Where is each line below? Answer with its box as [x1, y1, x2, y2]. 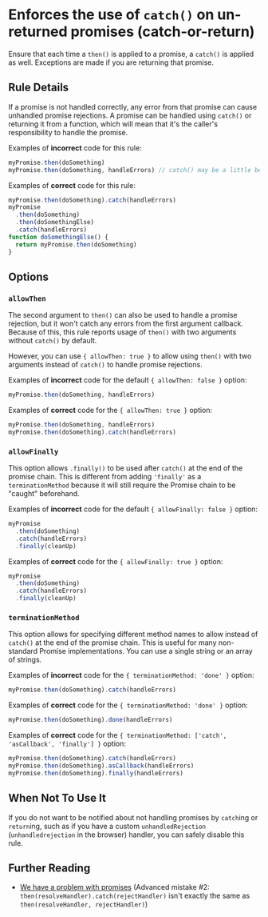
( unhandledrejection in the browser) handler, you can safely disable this [8, 830, 245, 839]
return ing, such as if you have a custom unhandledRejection [8, 821, 206, 831]
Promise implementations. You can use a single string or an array [39, 647, 253, 656]
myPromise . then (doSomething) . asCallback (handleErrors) [8, 762, 195, 770]
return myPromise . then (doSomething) [15, 240, 137, 249]
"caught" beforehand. [8, 489, 80, 499]
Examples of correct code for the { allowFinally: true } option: [8, 556, 223, 566]
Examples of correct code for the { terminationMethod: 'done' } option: [8, 700, 249, 710]
